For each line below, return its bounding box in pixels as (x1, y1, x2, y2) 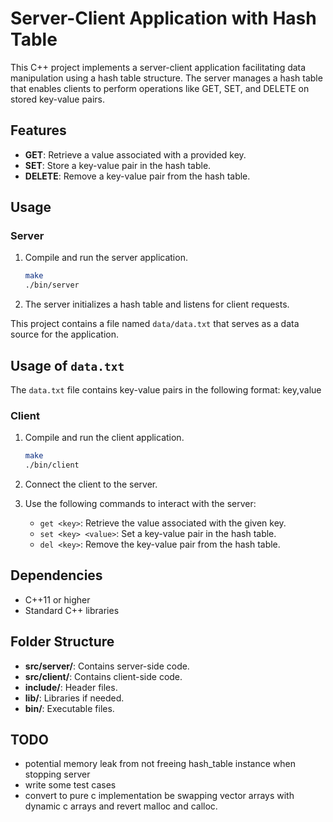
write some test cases (24, 779, 117, 791)
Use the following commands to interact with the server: (24, 498, 257, 510)
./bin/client (24, 460, 80, 471)
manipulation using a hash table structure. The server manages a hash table (10, 72, 323, 84)
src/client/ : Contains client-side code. (24, 670, 183, 682)
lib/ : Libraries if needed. (24, 692, 125, 704)
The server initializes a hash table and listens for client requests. (24, 298, 290, 311)
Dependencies (10, 567, 103, 584)
